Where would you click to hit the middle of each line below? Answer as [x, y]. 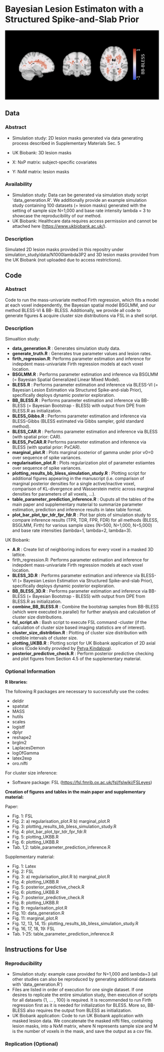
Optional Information [30, 671]
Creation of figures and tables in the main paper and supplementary [75, 792]
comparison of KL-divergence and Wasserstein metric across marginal [83, 489]
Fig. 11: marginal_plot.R [35, 918]
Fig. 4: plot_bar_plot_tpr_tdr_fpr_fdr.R [49, 832]
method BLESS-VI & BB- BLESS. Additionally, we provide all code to [73, 310]
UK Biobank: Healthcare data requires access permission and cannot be [85, 221]
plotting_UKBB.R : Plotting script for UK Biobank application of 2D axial [84, 643]
